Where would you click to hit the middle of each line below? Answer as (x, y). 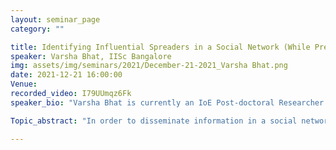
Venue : (24, 84)
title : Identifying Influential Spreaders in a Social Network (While (160, 47)
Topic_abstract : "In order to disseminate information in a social (154, 121)
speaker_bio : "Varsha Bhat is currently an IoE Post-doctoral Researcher (167, 102)
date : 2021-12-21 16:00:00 (66, 75)
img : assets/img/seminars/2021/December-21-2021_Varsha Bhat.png (149, 66)
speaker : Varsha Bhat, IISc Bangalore (91, 56)
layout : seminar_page (55, 19)
